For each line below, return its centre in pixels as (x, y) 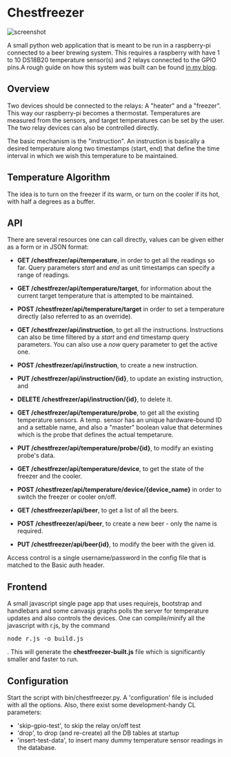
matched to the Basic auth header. (56, 565)
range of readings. (43, 275)
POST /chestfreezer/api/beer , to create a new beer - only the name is (117, 524)
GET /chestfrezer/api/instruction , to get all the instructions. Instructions (120, 330)
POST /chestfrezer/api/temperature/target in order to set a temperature (121, 309)
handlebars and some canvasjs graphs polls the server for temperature (108, 611)
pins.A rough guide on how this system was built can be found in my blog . (112, 67)
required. (30, 531)
